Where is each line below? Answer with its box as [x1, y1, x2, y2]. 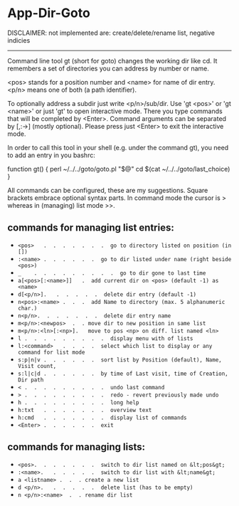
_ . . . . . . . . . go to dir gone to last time [17, 269, 206, 277]
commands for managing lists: [7, 441, 146, 453]
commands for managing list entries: [7, 222, 174, 234]
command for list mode [17, 349, 85, 356]
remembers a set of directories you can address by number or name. [7, 64, 210, 73]
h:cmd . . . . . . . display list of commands [17, 414, 187, 421]
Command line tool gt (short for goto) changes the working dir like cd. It [7, 56, 218, 65]
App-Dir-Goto [7, 5, 90, 21]
